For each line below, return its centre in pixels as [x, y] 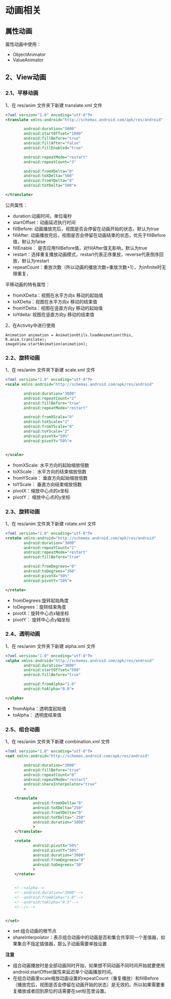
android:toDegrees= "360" [50, 571]
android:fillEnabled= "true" [53, 148]
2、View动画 [26, 77]
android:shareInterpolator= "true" [60, 784]
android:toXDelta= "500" [49, 176]
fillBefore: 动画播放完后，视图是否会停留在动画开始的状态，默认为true [86, 229]
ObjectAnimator [29, 55]
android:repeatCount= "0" [50, 775]
